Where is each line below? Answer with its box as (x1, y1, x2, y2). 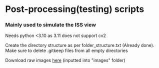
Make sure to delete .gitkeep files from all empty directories (5, 47, 128, 53)
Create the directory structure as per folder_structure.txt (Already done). (5, 42, 154, 48)
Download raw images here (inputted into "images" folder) (5, 57, 126, 63)
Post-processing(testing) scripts (5, 3, 144, 15)
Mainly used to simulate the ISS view (5, 21, 96, 28)
